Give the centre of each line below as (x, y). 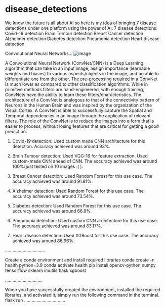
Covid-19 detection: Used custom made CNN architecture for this (79, 141)
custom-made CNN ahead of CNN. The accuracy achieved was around (84, 161)
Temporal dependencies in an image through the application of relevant (78, 115)
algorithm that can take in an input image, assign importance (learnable (78, 68)
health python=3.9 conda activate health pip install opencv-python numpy (81, 265)
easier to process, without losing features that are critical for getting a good (82, 126)
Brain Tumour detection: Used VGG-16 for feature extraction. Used (80, 156)
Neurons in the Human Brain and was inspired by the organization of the (79, 105)
